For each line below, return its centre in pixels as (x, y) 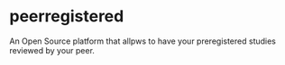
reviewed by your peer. (52, 50)
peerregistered (67, 16)
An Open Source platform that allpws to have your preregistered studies (143, 41)
